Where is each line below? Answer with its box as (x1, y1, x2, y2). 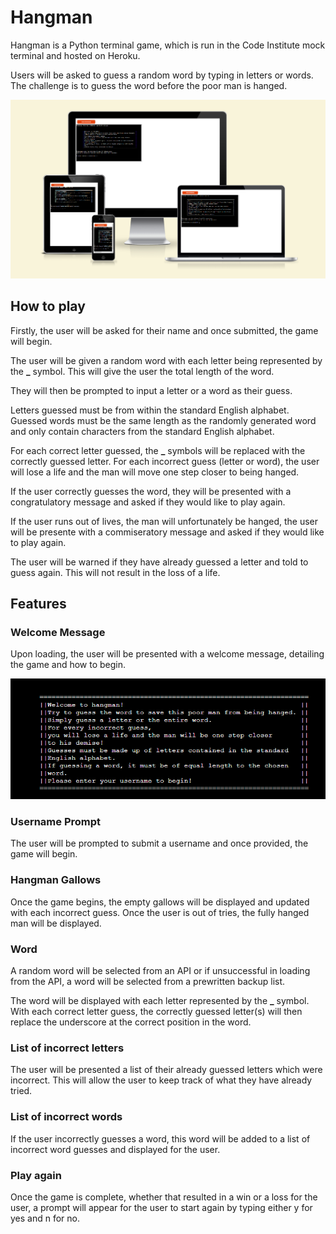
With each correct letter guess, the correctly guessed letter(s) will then (10, 1006, 303, 1018)
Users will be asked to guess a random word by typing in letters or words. (10, 69, 314, 81)
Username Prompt (10, 815, 102, 829)
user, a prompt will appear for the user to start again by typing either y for (10, 1201, 313, 1213)
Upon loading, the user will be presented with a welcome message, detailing (10, 648, 325, 660)
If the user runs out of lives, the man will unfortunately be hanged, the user (10, 515, 318, 527)
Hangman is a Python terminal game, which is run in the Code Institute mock (10, 39, 326, 51)
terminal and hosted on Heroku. (10, 49, 141, 61)
